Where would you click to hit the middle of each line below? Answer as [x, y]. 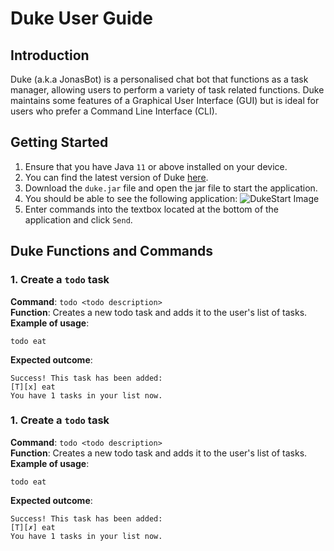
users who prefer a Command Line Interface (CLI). [114, 111]
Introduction [50, 55]
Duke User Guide [81, 18]
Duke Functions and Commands [112, 251]
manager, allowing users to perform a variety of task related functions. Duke [167, 90]
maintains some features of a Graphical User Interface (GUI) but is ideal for [165, 100]
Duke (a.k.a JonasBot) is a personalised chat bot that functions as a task [159, 79]
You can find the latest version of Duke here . [116, 177]
